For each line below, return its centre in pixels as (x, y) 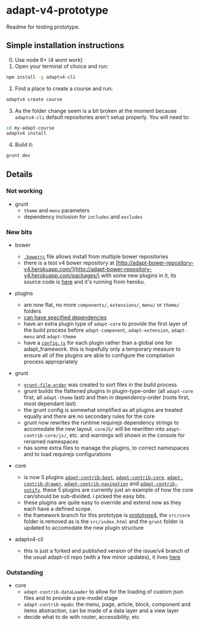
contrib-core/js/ (45, 436)
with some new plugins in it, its (139, 276)
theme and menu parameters (57, 210)
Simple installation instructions (65, 45)
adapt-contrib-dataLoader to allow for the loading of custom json (103, 592)
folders (32, 311)
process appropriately (51, 362)
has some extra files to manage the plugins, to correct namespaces (106, 448)
